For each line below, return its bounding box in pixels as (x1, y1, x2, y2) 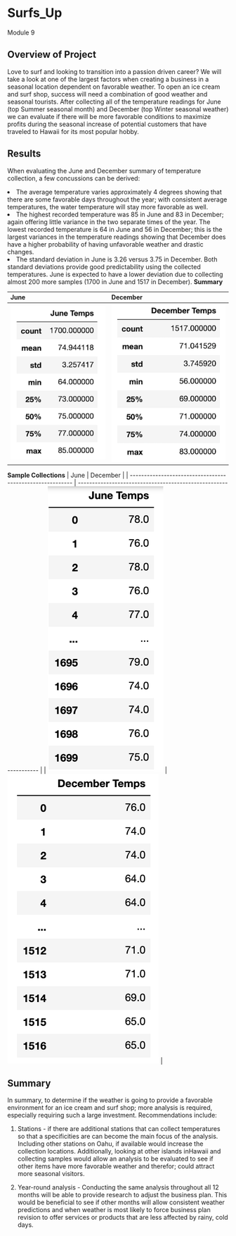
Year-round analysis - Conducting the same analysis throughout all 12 (17, 1183, 219, 1192)
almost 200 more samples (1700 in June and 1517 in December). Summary (7, 277, 223, 286)
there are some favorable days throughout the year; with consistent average (7, 195, 228, 204)
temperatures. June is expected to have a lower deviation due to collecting (7, 270, 223, 278)
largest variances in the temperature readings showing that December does (7, 233, 226, 241)
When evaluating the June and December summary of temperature (7, 166, 202, 175)
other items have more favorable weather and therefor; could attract (17, 1162, 215, 1170)
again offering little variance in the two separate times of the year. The (7, 217, 211, 226)
